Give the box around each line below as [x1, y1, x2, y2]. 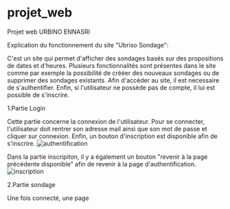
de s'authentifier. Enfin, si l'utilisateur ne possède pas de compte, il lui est [7, 83, 216, 91]
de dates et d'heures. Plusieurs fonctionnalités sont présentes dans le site [7, 61, 216, 69]
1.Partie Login [7, 104, 46, 112]
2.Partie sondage [7, 180, 56, 188]
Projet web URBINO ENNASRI [7, 27, 91, 36]
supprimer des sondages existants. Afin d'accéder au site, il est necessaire [7, 76, 220, 84]
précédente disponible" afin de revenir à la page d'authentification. [7, 159, 197, 168]
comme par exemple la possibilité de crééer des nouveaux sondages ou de [7, 69, 220, 77]
